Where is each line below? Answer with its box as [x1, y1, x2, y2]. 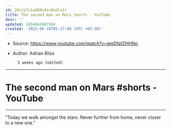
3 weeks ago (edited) [17, 60, 64, 65]
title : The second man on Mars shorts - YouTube [5, 12, 110, 17]
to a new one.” [5, 120, 36, 126]
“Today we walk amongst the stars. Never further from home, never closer [5, 114, 161, 120]
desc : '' [5, 17, 24, 22]
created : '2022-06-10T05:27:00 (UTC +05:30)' [5, 27, 103, 32]
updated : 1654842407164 [5, 21, 56, 27]
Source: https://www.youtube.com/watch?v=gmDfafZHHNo [12, 40, 138, 46]
